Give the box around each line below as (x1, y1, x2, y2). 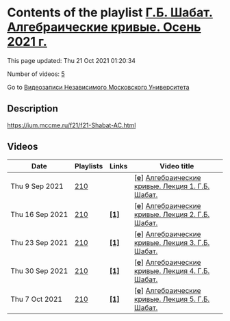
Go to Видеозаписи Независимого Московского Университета (7, 83, 190, 91)
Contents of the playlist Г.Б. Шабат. (7, 5, 214, 21)
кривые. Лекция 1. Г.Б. (134, 181, 210, 191)
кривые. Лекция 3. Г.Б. (134, 237, 210, 247)
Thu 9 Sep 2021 (10, 181, 64, 191)
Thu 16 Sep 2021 (10, 209, 68, 219)
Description (7, 103, 58, 114)
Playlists (74, 161, 103, 170)
